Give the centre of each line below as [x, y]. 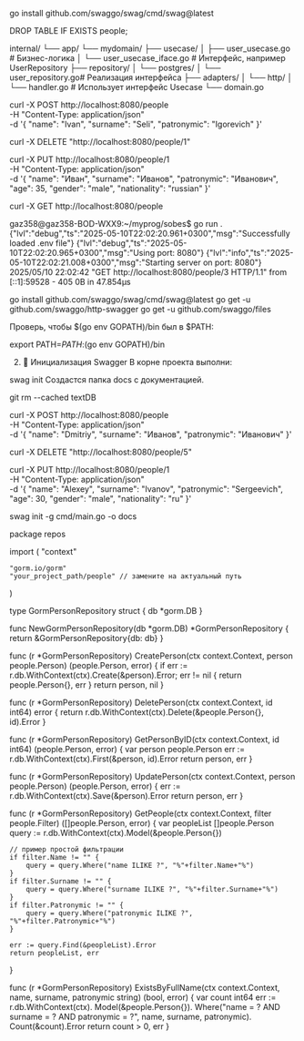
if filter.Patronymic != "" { [67, 905]
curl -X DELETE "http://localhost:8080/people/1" [100, 142]
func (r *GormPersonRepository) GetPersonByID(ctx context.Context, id [145, 740]
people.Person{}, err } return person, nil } [87, 685]
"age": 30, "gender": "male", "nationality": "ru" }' [101, 499]
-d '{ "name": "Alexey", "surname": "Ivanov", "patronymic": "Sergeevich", [147, 489]
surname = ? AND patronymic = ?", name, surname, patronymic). [131, 1016]
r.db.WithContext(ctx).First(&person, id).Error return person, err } [131, 759]
